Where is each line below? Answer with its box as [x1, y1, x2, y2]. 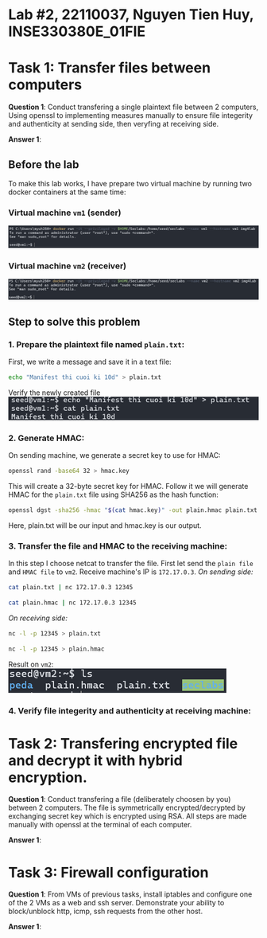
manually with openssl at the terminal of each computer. [8, 820, 192, 830]
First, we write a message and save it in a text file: [8, 357, 172, 367]
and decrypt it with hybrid [8, 751, 183, 769]
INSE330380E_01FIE [8, 22, 146, 41]
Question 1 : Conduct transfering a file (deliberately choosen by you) [8, 795, 231, 804]
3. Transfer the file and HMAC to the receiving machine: [8, 540, 228, 551]
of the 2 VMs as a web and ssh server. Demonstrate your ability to [8, 898, 225, 908]
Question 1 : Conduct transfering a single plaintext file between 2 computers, [8, 102, 259, 112]
